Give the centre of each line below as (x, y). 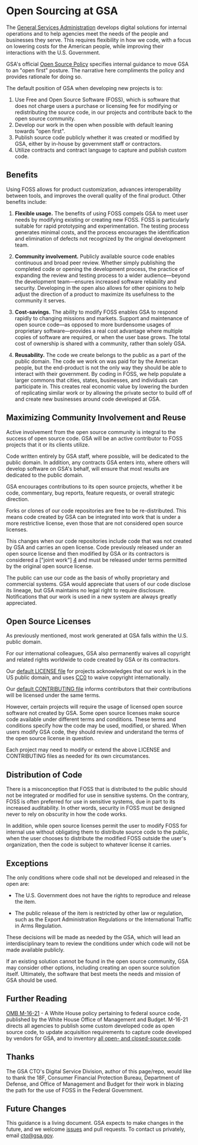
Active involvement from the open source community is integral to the (91, 432)
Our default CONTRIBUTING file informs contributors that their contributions (99, 689)
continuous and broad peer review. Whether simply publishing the (95, 263)
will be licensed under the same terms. (53, 696)
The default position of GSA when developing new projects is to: (85, 88)
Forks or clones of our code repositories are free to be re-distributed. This (96, 511)
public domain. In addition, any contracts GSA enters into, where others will (98, 462)
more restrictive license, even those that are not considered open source (95, 523)
